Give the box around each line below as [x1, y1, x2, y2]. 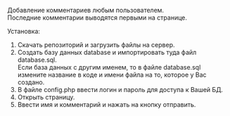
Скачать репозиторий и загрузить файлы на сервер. [17, 41, 175, 49]
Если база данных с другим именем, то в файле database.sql [17, 63, 201, 71]
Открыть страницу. [17, 93, 75, 101]
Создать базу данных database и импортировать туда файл [17, 49, 197, 56]
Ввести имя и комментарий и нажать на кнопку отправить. [17, 101, 196, 108]
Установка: [7, 27, 41, 35]
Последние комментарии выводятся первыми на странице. [7, 13, 188, 22]
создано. [17, 78, 45, 86]
